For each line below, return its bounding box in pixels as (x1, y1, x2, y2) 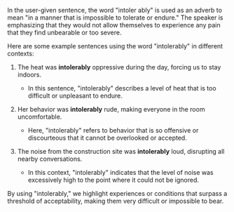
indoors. (17, 70, 42, 79)
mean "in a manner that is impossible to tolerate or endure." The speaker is (7, 13, 223, 22)
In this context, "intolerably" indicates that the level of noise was (27, 168, 214, 176)
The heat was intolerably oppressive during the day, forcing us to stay (17, 63, 221, 71)
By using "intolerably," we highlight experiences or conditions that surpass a (7, 190, 228, 197)
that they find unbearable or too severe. (7, 28, 122, 37)
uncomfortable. (17, 112, 62, 121)
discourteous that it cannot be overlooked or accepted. (27, 133, 187, 142)
